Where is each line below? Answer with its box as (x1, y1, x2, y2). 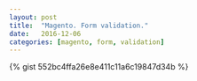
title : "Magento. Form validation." (9, 21, 149, 30)
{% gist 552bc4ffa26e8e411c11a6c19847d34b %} (9, 62, 189, 72)
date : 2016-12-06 (9, 29, 82, 38)
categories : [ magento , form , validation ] (9, 37, 165, 47)
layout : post (9, 12, 58, 22)
